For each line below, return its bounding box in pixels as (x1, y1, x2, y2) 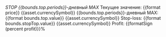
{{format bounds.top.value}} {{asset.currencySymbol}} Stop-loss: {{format (5, 15, 161, 21)
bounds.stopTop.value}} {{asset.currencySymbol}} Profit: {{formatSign (5, 20, 153, 26)
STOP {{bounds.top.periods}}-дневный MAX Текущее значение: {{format (5, 5, 161, 10)
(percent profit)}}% (5, 26, 46, 32)
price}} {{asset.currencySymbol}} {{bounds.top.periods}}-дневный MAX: (5, 10, 158, 16)
